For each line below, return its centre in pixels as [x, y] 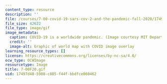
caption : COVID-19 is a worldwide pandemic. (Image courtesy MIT [79, 38]
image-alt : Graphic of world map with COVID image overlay [72, 46]
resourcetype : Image [27, 65]
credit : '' [21, 42]
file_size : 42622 [23, 23]
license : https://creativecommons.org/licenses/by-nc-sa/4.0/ [71, 56]
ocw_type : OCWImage [25, 60]
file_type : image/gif [28, 28]
